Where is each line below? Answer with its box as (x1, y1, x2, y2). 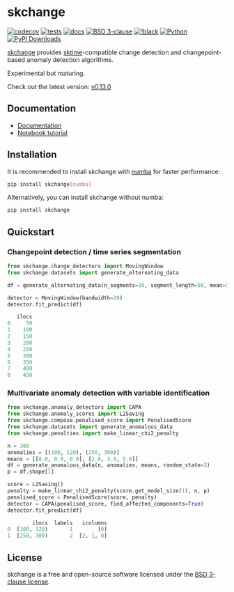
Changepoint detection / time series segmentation (7, 247, 182, 256)
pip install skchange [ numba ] (7, 180, 92, 188)
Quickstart (7, 226, 55, 237)
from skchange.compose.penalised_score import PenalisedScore (7, 417, 192, 424)
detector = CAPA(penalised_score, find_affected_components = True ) (7, 500, 204, 507)
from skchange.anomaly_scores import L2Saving (7, 410, 145, 418)
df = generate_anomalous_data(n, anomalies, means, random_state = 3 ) (7, 462, 210, 469)
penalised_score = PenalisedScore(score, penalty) (7, 494, 157, 501)
